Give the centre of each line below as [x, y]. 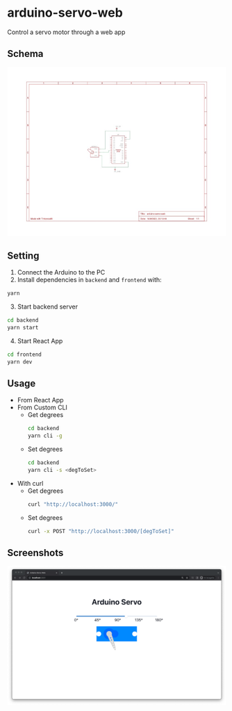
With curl [30, 483]
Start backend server [48, 307]
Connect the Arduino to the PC [61, 272]
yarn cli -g [45, 436]
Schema [25, 54]
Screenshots [35, 553]
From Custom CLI [42, 407]
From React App [40, 400]
